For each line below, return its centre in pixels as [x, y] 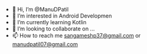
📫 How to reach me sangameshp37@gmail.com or [76, 35]
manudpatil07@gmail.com [45, 44]
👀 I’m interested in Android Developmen [62, 16]
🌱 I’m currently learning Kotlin [49, 22]
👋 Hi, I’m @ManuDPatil [40, 9]
